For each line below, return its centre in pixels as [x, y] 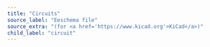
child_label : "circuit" [42, 33]
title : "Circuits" [34, 13]
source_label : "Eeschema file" [52, 20]
